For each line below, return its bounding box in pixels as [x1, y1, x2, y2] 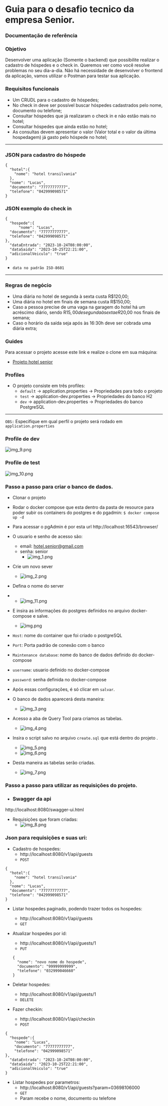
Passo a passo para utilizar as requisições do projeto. [5, 782, 137, 789]
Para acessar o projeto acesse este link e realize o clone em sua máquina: [5, 349, 157, 355]
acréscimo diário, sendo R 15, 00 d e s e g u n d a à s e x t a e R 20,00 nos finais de [12, 309, 160, 315]
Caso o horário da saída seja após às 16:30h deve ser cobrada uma [12, 320, 151, 326]
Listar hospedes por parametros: [12, 1079, 80, 1085]
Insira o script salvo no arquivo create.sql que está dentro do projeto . [12, 735, 158, 741]
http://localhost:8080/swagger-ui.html [5, 807, 84, 813]
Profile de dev [5, 435, 40, 442]
